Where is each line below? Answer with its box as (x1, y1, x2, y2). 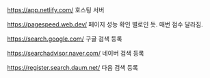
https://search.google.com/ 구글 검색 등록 (7, 35, 122, 43)
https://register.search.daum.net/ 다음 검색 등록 (7, 64, 139, 71)
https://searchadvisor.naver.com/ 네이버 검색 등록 (7, 50, 145, 57)
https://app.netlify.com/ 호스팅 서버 (7, 6, 105, 14)
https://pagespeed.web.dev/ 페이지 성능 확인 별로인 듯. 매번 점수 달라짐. (7, 20, 203, 28)
